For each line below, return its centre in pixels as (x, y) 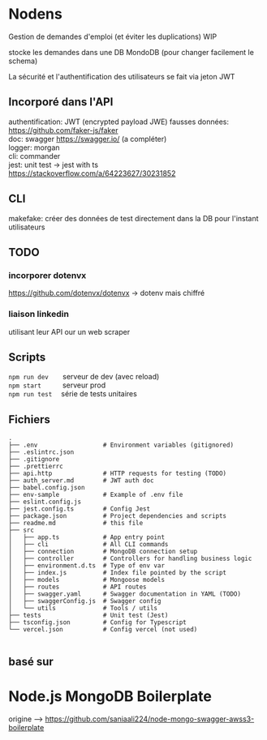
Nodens (35, 14)
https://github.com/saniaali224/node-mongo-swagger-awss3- (150, 719)
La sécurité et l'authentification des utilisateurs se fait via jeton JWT (122, 76)
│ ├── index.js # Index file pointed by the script (118, 573)
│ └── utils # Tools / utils (83, 609)
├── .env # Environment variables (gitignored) (121, 445)
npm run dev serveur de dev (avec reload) (84, 377)
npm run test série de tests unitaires (73, 394)
